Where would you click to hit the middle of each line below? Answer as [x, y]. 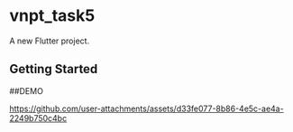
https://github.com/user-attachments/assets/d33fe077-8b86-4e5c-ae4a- [146, 108]
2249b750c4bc [38, 118]
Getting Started [54, 69]
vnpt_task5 [52, 16]
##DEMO [26, 90]
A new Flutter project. [50, 41]
